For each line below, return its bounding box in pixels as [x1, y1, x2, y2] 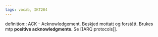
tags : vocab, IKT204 [5, 7, 48, 12]
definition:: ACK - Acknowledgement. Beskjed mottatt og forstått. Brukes [5, 21, 154, 27]
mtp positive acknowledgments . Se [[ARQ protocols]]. [5, 26, 117, 32]
